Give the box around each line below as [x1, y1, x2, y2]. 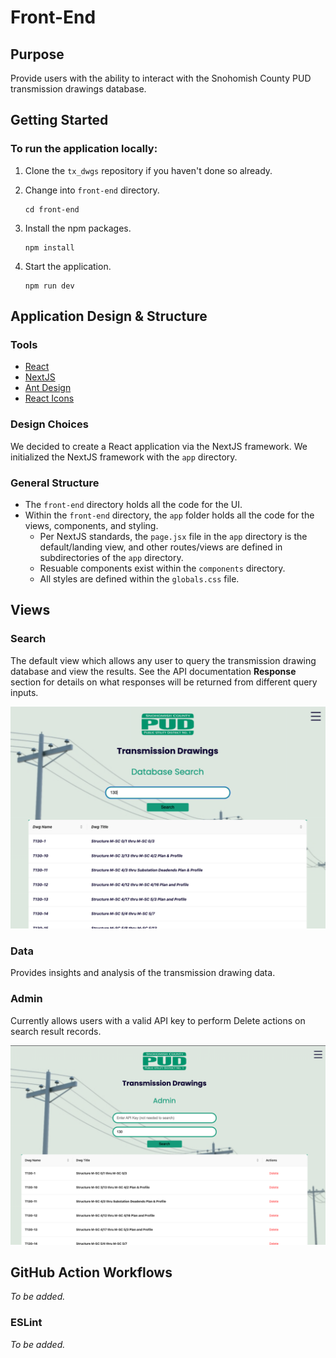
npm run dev [24, 281, 75, 291]
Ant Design [24, 382, 72, 394]
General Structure [10, 476, 100, 490]
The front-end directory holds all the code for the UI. [24, 498, 243, 510]
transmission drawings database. [10, 83, 147, 95]
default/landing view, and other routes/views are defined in [39, 541, 283, 553]
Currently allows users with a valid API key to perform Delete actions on [10, 1014, 306, 1026]
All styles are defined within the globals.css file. [39, 572, 240, 585]
